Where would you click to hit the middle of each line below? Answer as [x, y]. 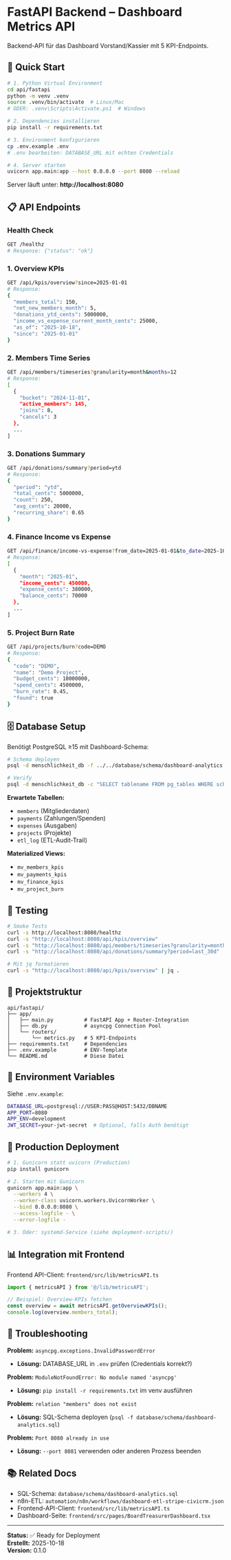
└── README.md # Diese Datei [66, 1056]
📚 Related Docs [42, 1474]
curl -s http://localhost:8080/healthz [64, 933]
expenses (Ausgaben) [47, 825]
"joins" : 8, [36, 411]
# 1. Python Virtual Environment [55, 83]
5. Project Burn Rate [41, 632]
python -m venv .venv [38, 96]
